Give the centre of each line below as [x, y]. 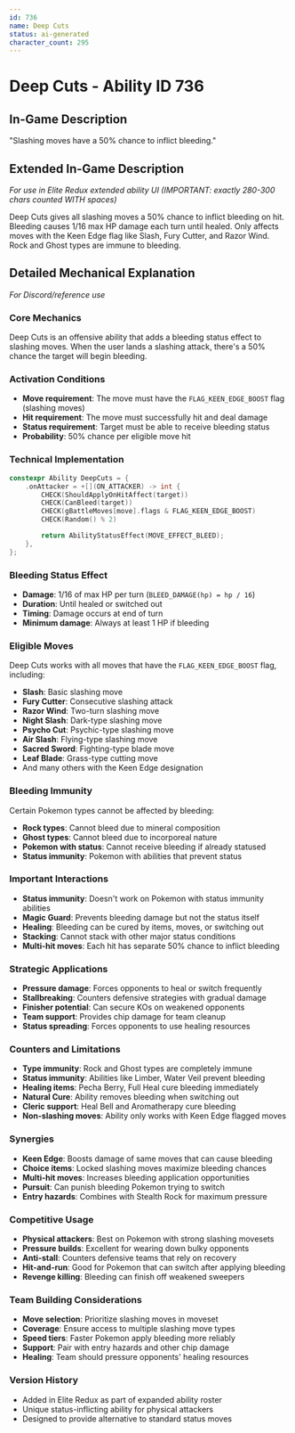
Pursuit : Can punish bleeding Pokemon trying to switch [123, 1187]
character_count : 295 [49, 42]
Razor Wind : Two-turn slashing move [91, 711]
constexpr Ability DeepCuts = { [69, 478]
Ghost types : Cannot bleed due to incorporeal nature [120, 837]
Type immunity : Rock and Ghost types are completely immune [137, 1069]
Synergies [32, 1139]
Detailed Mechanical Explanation [102, 273]
